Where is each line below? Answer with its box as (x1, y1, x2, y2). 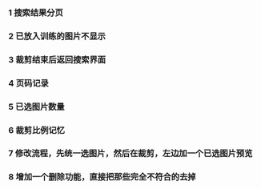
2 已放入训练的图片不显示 (8, 30, 106, 42)
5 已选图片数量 (8, 101, 66, 112)
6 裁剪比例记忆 (8, 124, 66, 135)
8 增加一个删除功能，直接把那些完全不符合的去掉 (8, 171, 196, 183)
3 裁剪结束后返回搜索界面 (8, 54, 106, 65)
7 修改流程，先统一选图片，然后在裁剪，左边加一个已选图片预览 (8, 148, 253, 159)
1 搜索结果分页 (8, 6, 64, 18)
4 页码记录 (8, 78, 50, 89)
